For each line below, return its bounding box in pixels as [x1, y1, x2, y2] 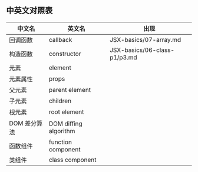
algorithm [49, 127, 75, 135]
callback [49, 35, 72, 44]
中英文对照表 [6, 5, 53, 16]
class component [49, 156, 97, 164]
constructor [49, 49, 81, 58]
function [49, 138, 72, 146]
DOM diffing [49, 120, 82, 128]
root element [49, 108, 84, 116]
